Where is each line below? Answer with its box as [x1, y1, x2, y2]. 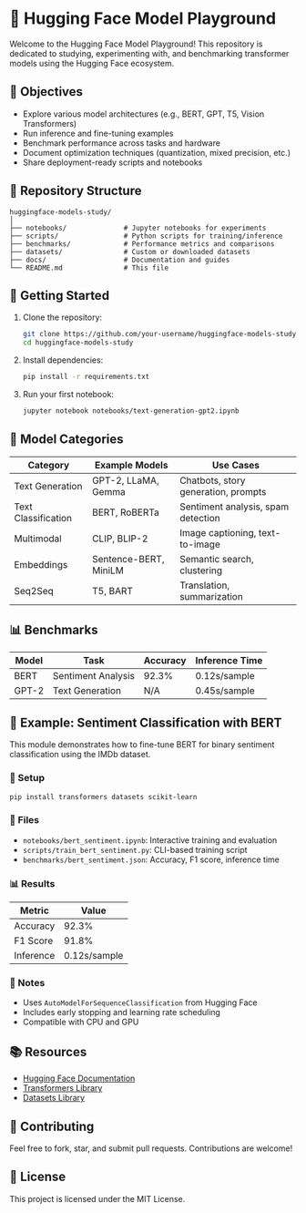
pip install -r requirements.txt [22, 373, 150, 382]
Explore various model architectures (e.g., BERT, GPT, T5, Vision [22, 108, 265, 119]
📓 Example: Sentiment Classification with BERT [9, 714, 282, 730]
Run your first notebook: [22, 389, 114, 399]
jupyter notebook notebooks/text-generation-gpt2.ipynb [22, 406, 240, 416]
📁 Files [9, 814, 39, 827]
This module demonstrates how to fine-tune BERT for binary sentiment [9, 739, 275, 750]
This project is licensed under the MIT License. [9, 1193, 186, 1204]
